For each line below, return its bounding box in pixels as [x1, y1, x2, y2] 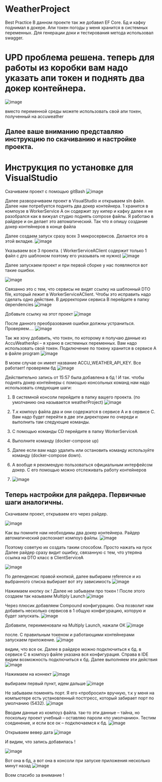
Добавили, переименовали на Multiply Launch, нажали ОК [5, 622, 126, 628]
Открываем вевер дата [5, 730, 53, 735]
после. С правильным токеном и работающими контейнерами [5, 632, 134, 638]
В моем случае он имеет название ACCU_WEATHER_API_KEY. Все [5, 360, 141, 366]
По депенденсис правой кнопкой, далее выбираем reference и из [5, 574, 141, 580]
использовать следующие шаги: [5, 385, 72, 391]
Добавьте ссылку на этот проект [5, 311, 74, 317]
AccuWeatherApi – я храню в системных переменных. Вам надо [5, 340, 137, 346]
